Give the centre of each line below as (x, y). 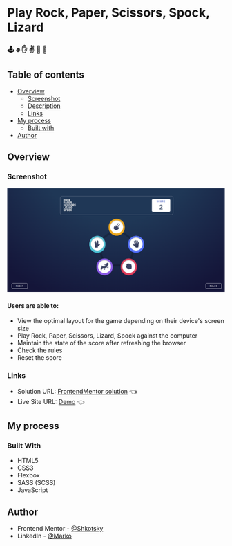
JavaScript (32, 490)
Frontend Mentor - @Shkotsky (60, 529)
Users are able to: (33, 305)
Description (44, 106)
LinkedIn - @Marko (45, 536)
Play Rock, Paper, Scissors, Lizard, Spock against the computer (107, 336)
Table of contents (46, 74)
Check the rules (40, 350)
